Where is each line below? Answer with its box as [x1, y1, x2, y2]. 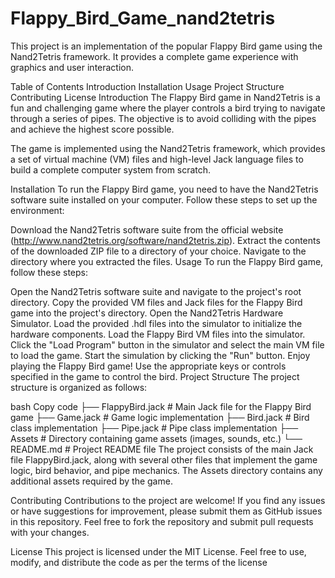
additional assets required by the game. [10, 475, 173, 487]
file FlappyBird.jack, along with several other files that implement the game [10, 453, 318, 466]
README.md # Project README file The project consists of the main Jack [10, 443, 314, 455]
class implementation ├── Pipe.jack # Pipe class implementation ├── [10, 422, 299, 434]
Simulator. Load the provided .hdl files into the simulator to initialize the [10, 317, 303, 329]
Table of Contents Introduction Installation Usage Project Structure [10, 80, 285, 92]
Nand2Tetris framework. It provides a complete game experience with [10, 50, 299, 62]
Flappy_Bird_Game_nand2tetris [10, 7, 276, 30]
